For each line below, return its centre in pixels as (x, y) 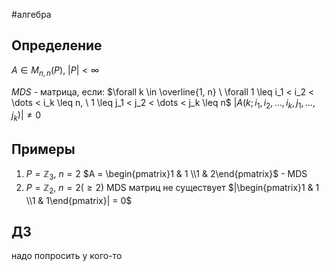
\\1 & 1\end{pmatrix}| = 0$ (79, 200)
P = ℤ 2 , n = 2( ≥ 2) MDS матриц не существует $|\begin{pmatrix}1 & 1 (172, 188)
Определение (57, 45)
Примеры (43, 149)
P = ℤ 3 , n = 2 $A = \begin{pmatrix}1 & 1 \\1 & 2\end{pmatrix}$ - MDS (166, 175)
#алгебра (31, 14)
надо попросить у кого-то (67, 256)
